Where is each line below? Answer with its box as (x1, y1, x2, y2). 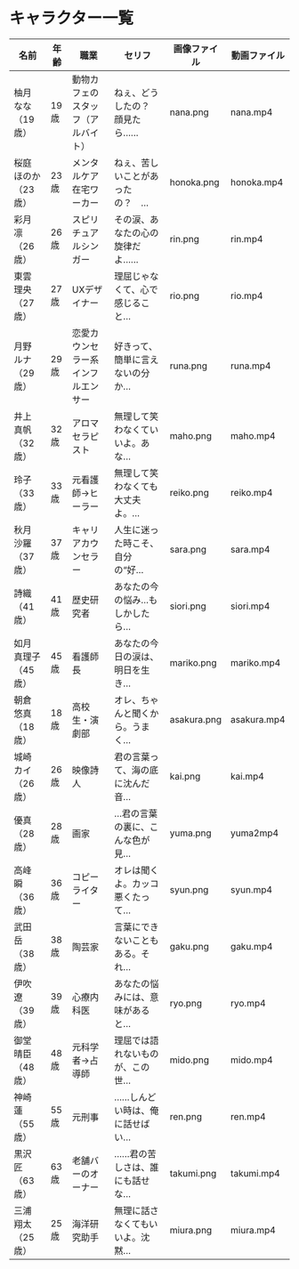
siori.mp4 (230, 600, 271, 612)
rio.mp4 (230, 289, 263, 302)
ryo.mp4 (230, 997, 266, 1009)
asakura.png (169, 713, 222, 725)
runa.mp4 (230, 360, 271, 372)
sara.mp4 (230, 543, 271, 555)
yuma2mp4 (230, 827, 279, 839)
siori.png (169, 600, 206, 612)
